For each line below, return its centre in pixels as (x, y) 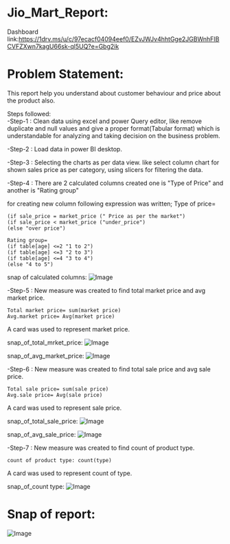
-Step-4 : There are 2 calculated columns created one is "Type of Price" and (115, 183)
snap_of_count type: (36, 486)
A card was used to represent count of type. (70, 473)
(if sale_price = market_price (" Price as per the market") (96, 216)
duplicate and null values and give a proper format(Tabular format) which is (114, 128)
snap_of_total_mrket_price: (45, 342)
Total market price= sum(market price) (64, 310)
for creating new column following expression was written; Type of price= (112, 204)
